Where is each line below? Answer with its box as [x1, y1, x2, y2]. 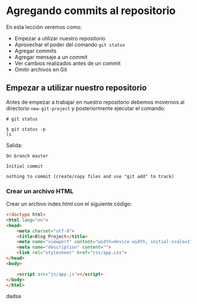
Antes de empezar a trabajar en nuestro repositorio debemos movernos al [6, 98, 185, 105]
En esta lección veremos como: [6, 23, 82, 30]
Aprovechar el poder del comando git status [14, 41, 125, 48]
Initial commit [6, 163, 43, 169]
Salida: [6, 142, 23, 149]
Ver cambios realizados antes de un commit [14, 60, 121, 67]
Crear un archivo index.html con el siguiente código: [6, 200, 133, 207]
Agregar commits [14, 47, 57, 54]
